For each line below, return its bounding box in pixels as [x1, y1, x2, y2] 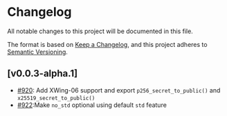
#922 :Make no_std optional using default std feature [17, 101, 167, 109]
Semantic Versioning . [7, 48, 68, 56]
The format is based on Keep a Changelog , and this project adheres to [7, 40, 208, 48]
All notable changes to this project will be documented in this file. [7, 27, 194, 35]
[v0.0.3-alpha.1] [7, 68, 78, 79]
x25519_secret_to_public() [17, 95, 96, 101]
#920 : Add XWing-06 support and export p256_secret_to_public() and [17, 86, 221, 94]
